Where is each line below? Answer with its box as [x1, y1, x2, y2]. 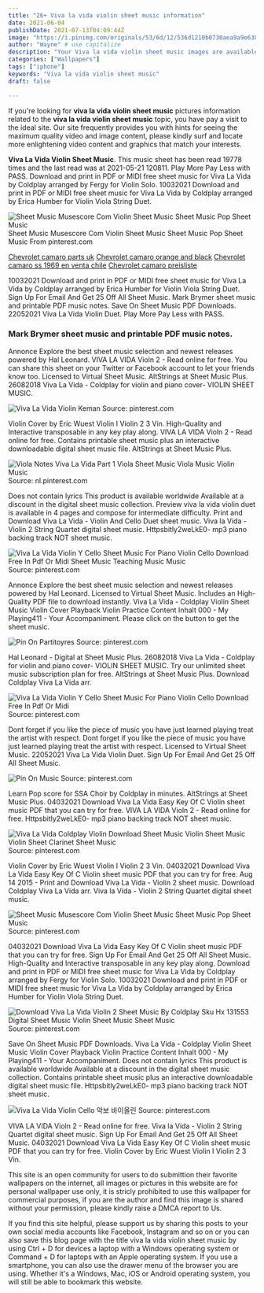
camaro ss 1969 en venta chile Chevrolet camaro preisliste [8, 260, 198, 270]
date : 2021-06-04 [8, 19, 65, 27]
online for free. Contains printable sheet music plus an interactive [8, 435, 220, 445]
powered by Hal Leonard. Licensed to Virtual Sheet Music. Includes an [8, 588, 236, 598]
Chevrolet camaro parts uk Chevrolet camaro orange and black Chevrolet [8, 252, 246, 261]
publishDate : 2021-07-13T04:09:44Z [8, 26, 125, 34]
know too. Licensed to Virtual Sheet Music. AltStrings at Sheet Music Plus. [8, 371, 249, 381]
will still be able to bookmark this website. [8, 1276, 144, 1287]
